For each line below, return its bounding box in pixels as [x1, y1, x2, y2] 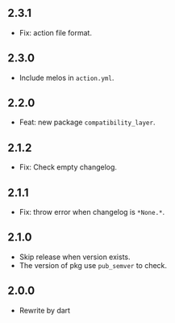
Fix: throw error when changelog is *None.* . [19, 208, 165, 217]
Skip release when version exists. [19, 252, 131, 262]
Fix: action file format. [19, 27, 92, 37]
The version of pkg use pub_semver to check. [19, 260, 167, 270]
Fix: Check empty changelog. [19, 162, 118, 172]
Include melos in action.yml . [19, 73, 115, 82]
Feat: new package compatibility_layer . [19, 117, 156, 128]
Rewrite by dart [19, 305, 70, 315]
